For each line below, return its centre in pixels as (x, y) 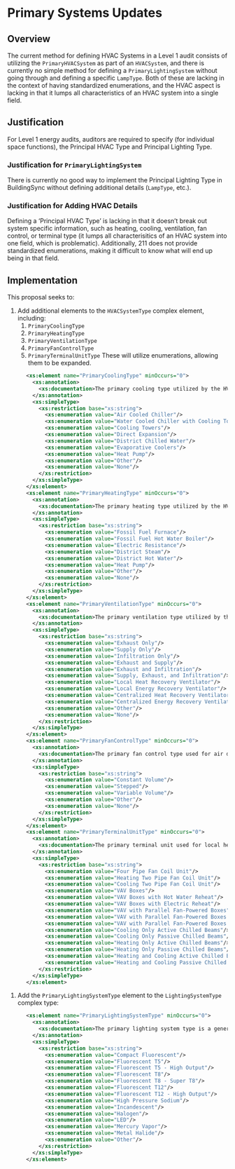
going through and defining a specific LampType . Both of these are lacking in (116, 78)
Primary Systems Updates (85, 13)
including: (31, 318)
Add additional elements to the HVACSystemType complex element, (111, 311)
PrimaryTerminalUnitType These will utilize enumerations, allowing (123, 356)
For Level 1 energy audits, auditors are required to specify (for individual (111, 139)
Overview (29, 39)
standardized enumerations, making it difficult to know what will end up (110, 251)
